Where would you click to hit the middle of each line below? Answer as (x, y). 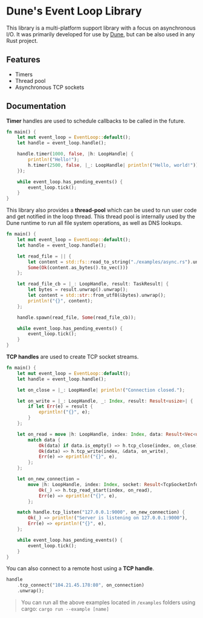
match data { (44, 440)
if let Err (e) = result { (61, 406)
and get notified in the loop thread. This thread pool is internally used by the (101, 216)
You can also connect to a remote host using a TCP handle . (80, 568)
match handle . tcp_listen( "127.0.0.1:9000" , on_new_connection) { (101, 512)
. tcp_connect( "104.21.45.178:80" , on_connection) (81, 585)
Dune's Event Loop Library (74, 11)
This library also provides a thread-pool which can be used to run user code (101, 210)
